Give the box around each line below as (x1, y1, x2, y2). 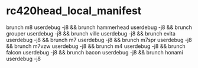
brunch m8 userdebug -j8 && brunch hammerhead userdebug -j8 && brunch (6, 24, 192, 31)
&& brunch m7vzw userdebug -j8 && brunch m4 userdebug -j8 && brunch (6, 43, 186, 50)
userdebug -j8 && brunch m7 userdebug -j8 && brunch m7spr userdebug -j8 (6, 36, 192, 43)
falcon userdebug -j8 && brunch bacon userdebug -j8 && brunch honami (6, 48, 183, 56)
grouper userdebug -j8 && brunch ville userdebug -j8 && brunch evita (6, 30, 176, 37)
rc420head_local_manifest (6, 4, 142, 18)
